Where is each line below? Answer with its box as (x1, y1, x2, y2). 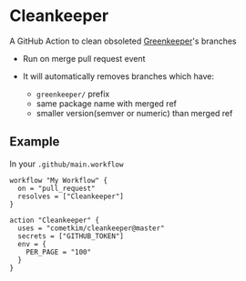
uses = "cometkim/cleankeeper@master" (17, 224, 166, 233)
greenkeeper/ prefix (36, 88, 110, 99)
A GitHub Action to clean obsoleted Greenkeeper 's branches (9, 35, 237, 46)
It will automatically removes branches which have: (22, 70, 215, 82)
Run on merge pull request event (22, 53, 146, 64)
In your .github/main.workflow (9, 158, 124, 169)
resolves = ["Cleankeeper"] (17, 192, 125, 201)
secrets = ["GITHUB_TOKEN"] (17, 231, 125, 241)
